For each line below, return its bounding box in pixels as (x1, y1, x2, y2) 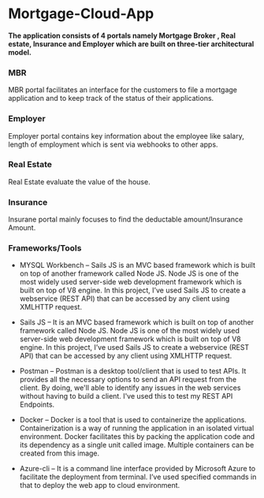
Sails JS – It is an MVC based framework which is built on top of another (19, 318, 255, 327)
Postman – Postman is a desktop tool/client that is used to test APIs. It (19, 366, 247, 376)
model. (8, 47, 32, 57)
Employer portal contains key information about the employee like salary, (8, 131, 244, 140)
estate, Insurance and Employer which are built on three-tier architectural (8, 39, 255, 48)
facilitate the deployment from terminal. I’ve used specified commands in (19, 472, 257, 481)
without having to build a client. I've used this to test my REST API (19, 392, 233, 401)
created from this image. (19, 448, 100, 458)
